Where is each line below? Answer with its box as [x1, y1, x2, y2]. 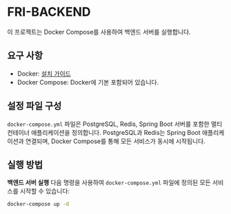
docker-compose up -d [7, 201, 70, 208]
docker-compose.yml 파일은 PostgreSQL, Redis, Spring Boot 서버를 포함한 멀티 [7, 120, 223, 128]
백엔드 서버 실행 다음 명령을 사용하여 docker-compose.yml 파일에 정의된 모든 [7, 178, 212, 186]
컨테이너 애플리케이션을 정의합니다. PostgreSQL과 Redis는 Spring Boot [7, 128, 201, 136]
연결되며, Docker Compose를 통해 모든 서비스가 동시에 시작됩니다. [25, 137, 205, 145]
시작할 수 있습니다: [19, 187, 70, 195]
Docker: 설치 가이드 [17, 69, 71, 78]
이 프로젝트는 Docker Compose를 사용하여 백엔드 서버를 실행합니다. [7, 28, 191, 36]
